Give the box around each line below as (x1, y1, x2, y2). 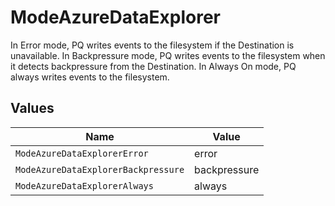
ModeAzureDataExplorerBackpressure (15, 164, 185, 175)
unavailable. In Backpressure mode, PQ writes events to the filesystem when (10, 49, 326, 61)
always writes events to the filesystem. (10, 71, 170, 83)
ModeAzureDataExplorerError (15, 147, 149, 159)
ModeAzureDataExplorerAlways (15, 180, 154, 191)
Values (10, 100, 55, 117)
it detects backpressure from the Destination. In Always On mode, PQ (10, 60, 297, 72)
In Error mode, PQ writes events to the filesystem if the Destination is (10, 39, 295, 51)
